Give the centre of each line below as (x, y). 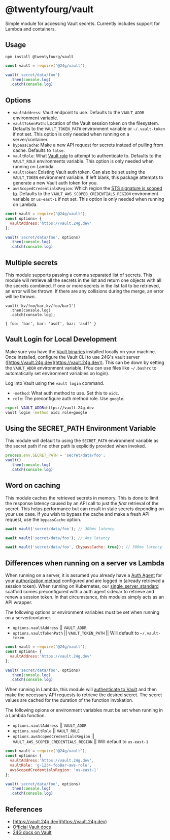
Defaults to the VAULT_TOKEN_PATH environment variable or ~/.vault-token (89, 129)
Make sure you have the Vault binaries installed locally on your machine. (81, 351)
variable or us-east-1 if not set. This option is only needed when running (88, 199)
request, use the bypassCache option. (43, 519)
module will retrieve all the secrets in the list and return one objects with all (83, 280)
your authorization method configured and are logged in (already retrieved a (85, 581)
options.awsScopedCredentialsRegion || (54, 736)
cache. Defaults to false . (39, 150)
